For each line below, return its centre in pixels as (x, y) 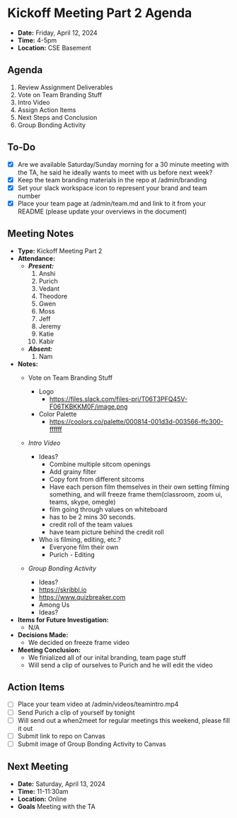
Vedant (49, 288)
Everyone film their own (84, 547)
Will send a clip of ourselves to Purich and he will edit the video (121, 665)
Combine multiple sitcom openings (100, 464)
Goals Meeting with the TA (56, 806)
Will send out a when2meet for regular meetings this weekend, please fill (123, 720)
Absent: (40, 348)
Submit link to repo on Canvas (62, 736)
